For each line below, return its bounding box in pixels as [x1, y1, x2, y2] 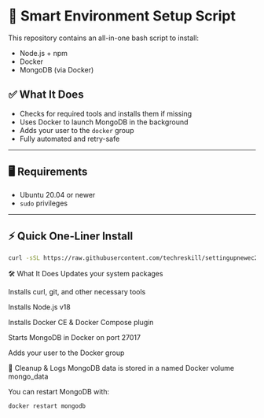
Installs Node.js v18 [8, 302, 71, 312]
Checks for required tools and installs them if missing [19, 109, 192, 118]
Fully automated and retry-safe [19, 134, 120, 143]
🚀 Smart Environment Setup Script [8, 7, 236, 25]
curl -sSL [8, 254, 41, 262]
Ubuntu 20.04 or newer [19, 190, 96, 199]
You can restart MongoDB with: [8, 387, 110, 397]
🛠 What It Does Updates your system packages [8, 269, 163, 279]
